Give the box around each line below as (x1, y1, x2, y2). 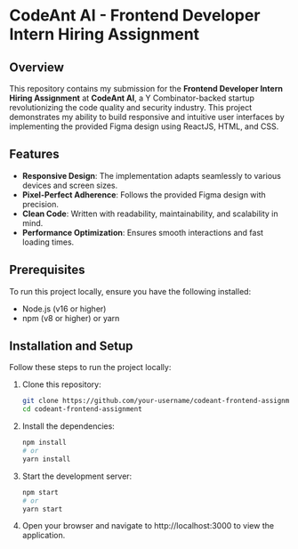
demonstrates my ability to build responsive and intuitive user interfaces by (9, 112, 285, 122)
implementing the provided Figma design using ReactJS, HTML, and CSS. (9, 121, 279, 132)
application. (21, 530, 66, 541)
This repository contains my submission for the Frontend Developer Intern (9, 84, 283, 93)
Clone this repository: (21, 379, 101, 390)
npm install (21, 438, 67, 448)
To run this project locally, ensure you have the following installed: (9, 286, 252, 296)
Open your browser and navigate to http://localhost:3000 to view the (21, 521, 274, 531)
